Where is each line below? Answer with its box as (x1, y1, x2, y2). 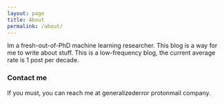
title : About (7, 16, 45, 23)
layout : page (7, 10, 45, 17)
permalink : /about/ (7, 23, 63, 29)
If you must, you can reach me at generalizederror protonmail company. (7, 88, 212, 96)
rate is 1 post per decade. (7, 56, 79, 64)
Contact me (7, 73, 48, 83)
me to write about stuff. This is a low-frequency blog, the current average (7, 49, 216, 57)
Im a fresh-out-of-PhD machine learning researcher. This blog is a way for (7, 42, 218, 50)
